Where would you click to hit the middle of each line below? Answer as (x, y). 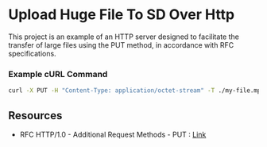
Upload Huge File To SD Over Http (122, 15)
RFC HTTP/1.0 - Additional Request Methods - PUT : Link (113, 134)
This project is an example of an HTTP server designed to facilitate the (124, 37)
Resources (35, 116)
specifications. (33, 53)
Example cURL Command (58, 74)
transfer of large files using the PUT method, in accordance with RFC (121, 44)
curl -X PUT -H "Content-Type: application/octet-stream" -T (112, 91)
